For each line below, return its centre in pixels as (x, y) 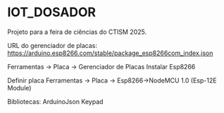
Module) (19, 88)
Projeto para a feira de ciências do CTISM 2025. (77, 32)
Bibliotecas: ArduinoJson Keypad (55, 101)
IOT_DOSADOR (52, 12)
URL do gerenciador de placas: (52, 45)
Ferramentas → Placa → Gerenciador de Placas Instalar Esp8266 (101, 66)
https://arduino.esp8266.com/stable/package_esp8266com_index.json (110, 53)
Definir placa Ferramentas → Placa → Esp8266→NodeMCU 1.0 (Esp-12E (112, 80)
